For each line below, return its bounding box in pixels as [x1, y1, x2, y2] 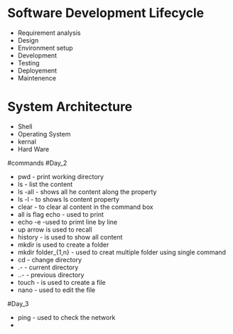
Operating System [17, 129, 71, 138]
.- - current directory [17, 263, 79, 271]
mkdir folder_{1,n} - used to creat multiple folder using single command [17, 247, 226, 257]
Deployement [17, 66, 58, 75]
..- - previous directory [17, 270, 85, 279]
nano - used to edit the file [17, 286, 96, 294]
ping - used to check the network [17, 313, 116, 321]
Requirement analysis [17, 28, 81, 37]
